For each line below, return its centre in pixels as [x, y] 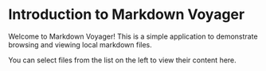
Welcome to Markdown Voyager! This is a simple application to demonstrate [133, 36]
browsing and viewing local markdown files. [80, 44]
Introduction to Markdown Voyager [127, 15]
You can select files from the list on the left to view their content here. [122, 60]
